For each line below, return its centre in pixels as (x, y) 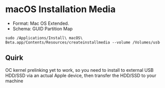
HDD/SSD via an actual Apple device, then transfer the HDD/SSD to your (81, 75)
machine (14, 81)
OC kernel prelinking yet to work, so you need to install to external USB (79, 70)
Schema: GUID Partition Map (42, 28)
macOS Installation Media (60, 9)
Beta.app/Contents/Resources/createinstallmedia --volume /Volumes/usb (82, 42)
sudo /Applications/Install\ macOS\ (44, 38)
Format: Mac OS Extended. (41, 23)
